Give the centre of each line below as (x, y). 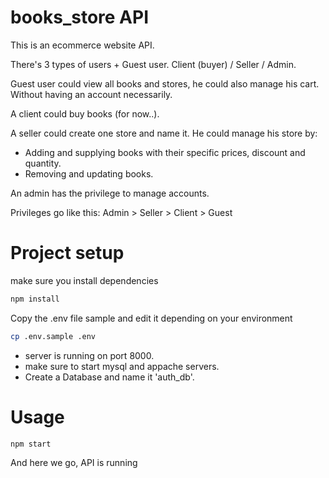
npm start (31, 444)
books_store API (80, 17)
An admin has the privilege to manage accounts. (110, 193)
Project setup (67, 253)
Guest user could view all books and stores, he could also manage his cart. (165, 83)
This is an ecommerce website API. (82, 45)
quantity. (43, 163)
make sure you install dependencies (84, 280)
